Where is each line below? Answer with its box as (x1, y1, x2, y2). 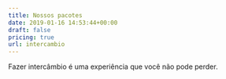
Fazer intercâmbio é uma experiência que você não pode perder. (8, 62, 218, 71)
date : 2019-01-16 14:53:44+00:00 (8, 19, 118, 27)
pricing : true (8, 33, 55, 41)
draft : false (8, 26, 51, 34)
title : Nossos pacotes (8, 11, 83, 20)
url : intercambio (8, 41, 65, 48)
